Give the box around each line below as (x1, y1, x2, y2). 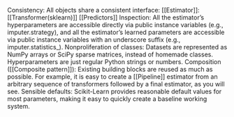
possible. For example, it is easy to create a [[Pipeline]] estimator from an (7, 72, 218, 81)
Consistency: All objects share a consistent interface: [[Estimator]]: (7, 6, 200, 14)
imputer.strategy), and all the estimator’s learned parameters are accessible (7, 28, 225, 36)
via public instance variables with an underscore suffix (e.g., (7, 36, 181, 44)
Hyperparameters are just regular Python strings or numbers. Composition (7, 58, 221, 65)
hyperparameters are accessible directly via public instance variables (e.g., (7, 21, 224, 29)
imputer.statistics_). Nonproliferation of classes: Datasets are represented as (7, 43, 228, 51)
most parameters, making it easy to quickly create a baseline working (7, 95, 207, 103)
